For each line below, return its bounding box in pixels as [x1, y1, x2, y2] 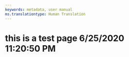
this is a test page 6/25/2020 [5, 33, 125, 44]
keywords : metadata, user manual [5, 7, 73, 12]
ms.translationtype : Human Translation [5, 12, 86, 17]
